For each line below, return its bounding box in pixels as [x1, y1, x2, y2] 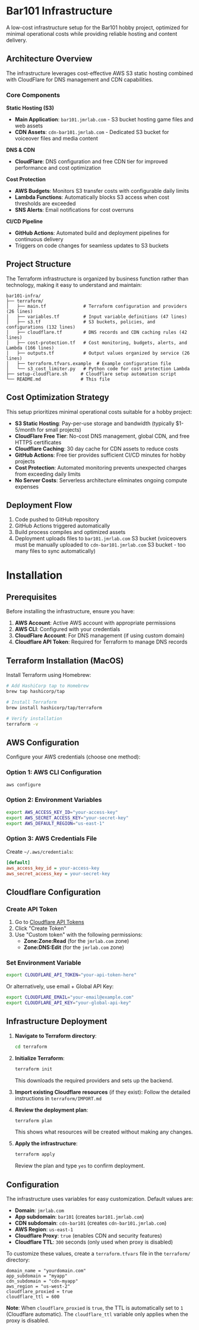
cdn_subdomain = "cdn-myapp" [6, 1278, 78, 1284]
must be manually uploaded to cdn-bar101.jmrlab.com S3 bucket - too [14, 541, 186, 548]
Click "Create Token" [14, 925, 67, 932]
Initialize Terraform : [14, 1054, 65, 1061]
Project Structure [6, 259, 71, 269]
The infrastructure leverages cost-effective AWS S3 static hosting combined [6, 70, 193, 77]
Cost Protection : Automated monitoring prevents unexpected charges [14, 464, 187, 471]
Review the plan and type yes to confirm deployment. [14, 1162, 146, 1169]
